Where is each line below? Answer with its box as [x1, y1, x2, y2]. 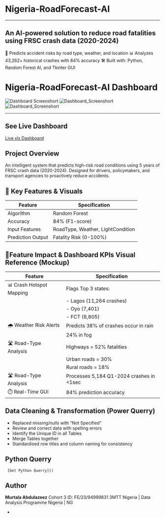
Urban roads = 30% [66, 355, 112, 362]
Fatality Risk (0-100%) [53, 234, 107, 241]
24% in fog [66, 331, 92, 338]
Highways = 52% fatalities [66, 344, 127, 350]
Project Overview [5, 149, 59, 158]
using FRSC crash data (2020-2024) [5, 37, 119, 45]
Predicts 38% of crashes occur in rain [66, 322, 154, 329]
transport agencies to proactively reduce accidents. [5, 173, 110, 179]
